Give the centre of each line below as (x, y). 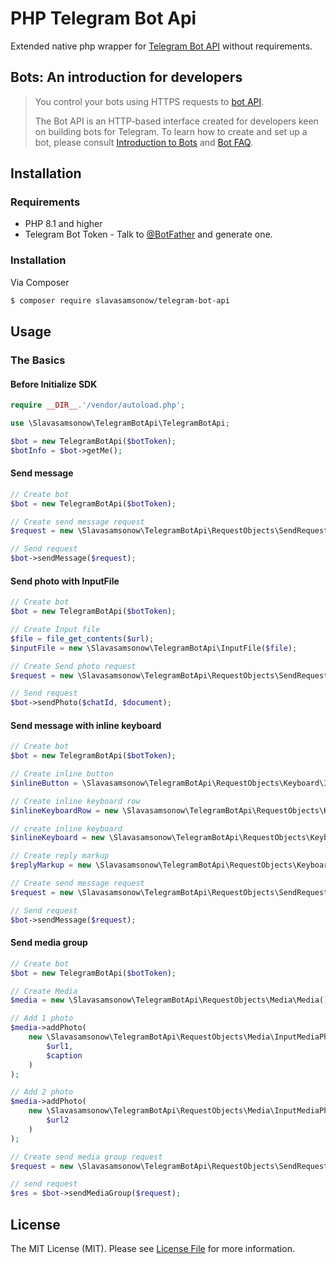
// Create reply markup (60, 856)
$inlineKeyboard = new (57, 838)
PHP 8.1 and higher (63, 224)
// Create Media (44, 991)
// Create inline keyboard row (75, 801)
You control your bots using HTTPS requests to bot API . (149, 101)
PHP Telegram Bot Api (103, 18)
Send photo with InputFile (65, 581)
